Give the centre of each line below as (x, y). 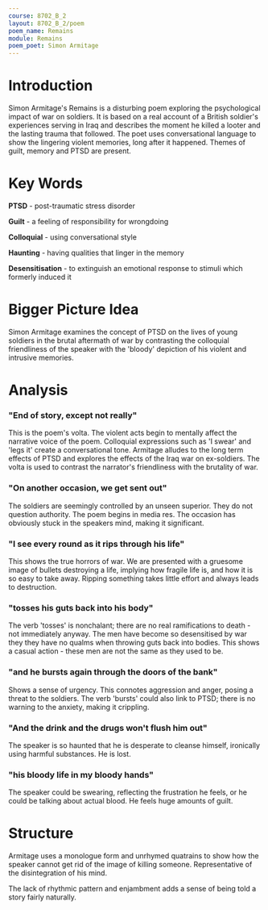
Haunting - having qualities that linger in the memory (97, 253)
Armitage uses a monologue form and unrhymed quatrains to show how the (134, 856)
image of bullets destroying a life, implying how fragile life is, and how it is (131, 570)
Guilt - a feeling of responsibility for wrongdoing (89, 221)
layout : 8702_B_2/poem (46, 23)
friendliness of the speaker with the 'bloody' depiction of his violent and (128, 349)
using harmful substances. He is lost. (70, 753)
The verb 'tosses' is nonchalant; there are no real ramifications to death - (130, 625)
